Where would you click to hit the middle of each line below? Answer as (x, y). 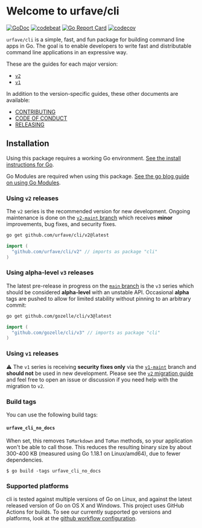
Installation (28, 144)
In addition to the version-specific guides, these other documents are (92, 93)
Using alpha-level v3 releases (50, 272)
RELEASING (30, 124)
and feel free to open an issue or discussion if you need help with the (92, 379)
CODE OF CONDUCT (41, 118)
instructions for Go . (30, 165)
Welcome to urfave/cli (63, 11)
